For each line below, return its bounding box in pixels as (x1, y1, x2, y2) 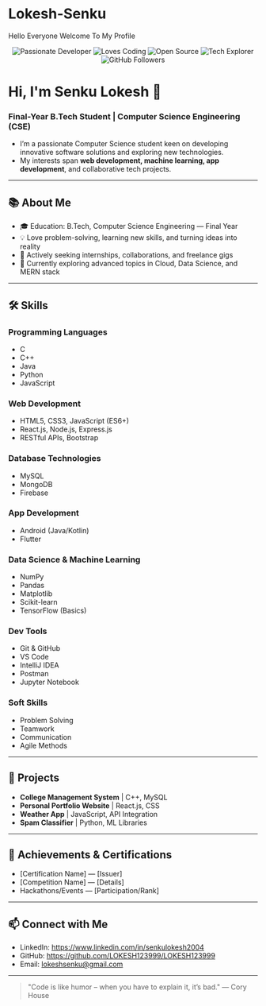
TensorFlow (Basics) (19, 606, 87, 616)
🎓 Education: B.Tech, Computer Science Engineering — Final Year (19, 222, 238, 231)
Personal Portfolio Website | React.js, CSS (19, 800, 160, 811)
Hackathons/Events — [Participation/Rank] (19, 886, 160, 896)
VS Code (19, 652, 49, 662)
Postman (19, 669, 49, 679)
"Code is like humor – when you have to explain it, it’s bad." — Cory (27, 982, 247, 992)
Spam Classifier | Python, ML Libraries (19, 818, 148, 827)
